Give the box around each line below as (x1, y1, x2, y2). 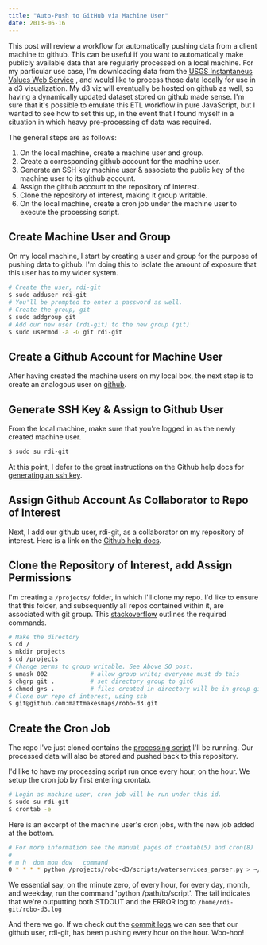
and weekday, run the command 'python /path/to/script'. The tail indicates (8, 888, 251, 898)
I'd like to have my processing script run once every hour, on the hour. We (8, 767, 250, 776)
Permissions (8, 571, 72, 585)
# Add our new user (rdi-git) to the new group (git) (8, 320, 191, 329)
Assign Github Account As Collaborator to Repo (8, 494, 249, 507)
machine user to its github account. (19, 173, 136, 183)
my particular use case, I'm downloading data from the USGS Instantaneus (8, 66, 253, 76)
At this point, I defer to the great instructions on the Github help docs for (8, 462, 245, 471)
